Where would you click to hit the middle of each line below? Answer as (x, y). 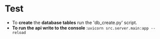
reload (19, 32)
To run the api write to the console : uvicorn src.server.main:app (80, 27)
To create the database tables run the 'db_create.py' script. (74, 22)
